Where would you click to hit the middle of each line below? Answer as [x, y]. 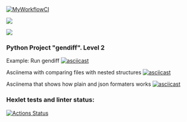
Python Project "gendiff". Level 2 [55, 47]
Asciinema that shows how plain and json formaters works [79, 84]
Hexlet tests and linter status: [50, 100]
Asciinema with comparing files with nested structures [74, 72]
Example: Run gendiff [33, 61]
